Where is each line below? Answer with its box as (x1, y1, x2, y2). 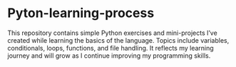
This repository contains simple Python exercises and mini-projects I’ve (7, 29, 217, 37)
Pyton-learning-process (7, 5, 155, 21)
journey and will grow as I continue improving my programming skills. (7, 51, 211, 60)
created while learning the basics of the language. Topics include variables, (7, 36, 230, 44)
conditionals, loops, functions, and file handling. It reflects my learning (7, 43, 214, 52)
